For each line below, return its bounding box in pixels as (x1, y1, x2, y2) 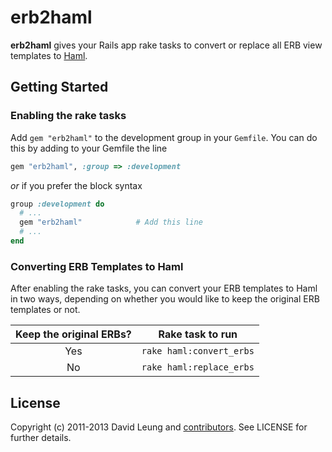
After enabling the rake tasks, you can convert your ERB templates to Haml (10, 282, 318, 295)
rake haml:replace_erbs (141, 362, 255, 373)
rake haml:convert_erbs (141, 346, 255, 357)
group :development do (10, 199, 105, 209)
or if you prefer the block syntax (10, 179, 143, 191)
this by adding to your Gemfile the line (10, 142, 168, 154)
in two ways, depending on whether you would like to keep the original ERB (10, 293, 320, 305)
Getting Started (10, 79, 109, 96)
